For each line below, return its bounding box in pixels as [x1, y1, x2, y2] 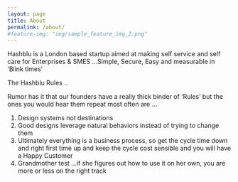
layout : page [7, 10, 46, 18]
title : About [7, 17, 46, 24]
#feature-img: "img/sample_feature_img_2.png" [7, 30, 148, 38]
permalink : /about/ [7, 23, 65, 31]
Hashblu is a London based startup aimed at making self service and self [7, 50, 221, 58]
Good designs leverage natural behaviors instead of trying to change [17, 122, 220, 130]
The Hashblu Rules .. [7, 79, 68, 87]
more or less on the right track [17, 166, 107, 175]
